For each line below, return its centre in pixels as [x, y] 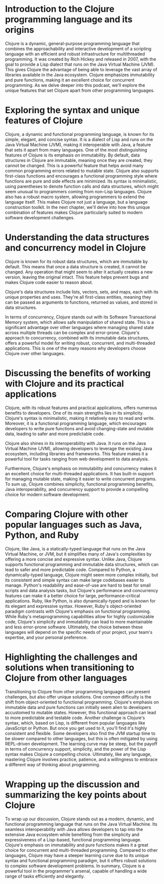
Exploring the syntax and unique [72, 110]
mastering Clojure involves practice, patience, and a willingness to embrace [81, 759]
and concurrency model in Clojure [75, 248]
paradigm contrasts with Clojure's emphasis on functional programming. [78, 611]
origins [20, 30]
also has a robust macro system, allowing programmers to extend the [75, 197]
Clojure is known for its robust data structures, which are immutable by [77, 261]
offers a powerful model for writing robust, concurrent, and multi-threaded [80, 343]
